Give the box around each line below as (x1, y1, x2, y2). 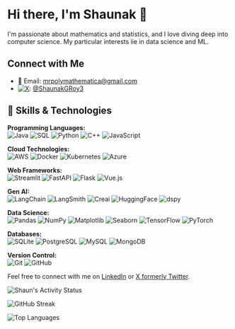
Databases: (7, 229, 42, 238)
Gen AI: (7, 187, 30, 195)
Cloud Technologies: (7, 144, 70, 153)
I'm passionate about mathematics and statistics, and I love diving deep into (7, 30, 229, 38)
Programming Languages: (7, 123, 86, 132)
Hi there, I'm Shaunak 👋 (7, 6, 148, 23)
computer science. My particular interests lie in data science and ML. (7, 37, 209, 45)
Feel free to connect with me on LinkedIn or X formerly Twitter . (7, 272, 190, 280)
